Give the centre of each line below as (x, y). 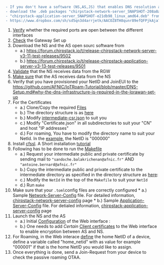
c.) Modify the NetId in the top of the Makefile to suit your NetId (84, 179)
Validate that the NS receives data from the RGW (61, 71)
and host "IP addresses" (44, 128)
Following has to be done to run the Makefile (57, 149)
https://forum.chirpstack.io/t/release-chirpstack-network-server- (92, 51)
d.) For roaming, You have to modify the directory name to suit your (87, 133)
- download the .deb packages (36, 11)
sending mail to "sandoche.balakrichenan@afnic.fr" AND (77, 159)
